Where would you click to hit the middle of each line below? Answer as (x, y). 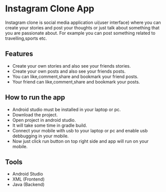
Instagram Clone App (50, 9)
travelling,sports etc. (26, 38)
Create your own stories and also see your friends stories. (72, 66)
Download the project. (35, 114)
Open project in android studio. (44, 120)
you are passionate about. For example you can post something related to (80, 33)
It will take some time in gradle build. (50, 125)
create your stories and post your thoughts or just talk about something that (82, 27)
